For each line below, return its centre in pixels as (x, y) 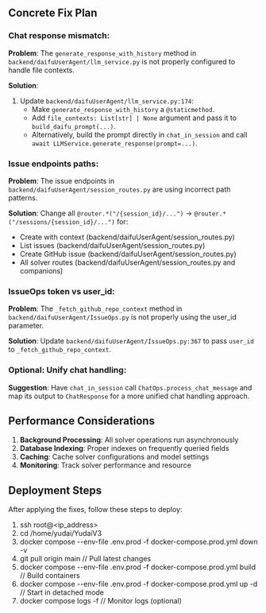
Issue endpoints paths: (54, 164)
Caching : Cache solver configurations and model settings (114, 457)
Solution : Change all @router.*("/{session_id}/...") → (100, 213)
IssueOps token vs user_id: (62, 291)
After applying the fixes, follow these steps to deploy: (95, 510)
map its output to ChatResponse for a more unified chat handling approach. (129, 396)
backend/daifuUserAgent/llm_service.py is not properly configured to (122, 61)
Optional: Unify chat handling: (67, 371)
